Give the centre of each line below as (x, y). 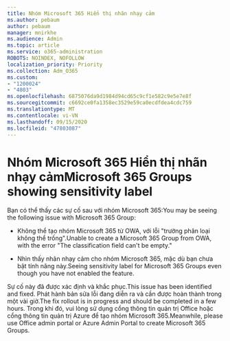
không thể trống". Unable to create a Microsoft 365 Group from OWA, (114, 238)
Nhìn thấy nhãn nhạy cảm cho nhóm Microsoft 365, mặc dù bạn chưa (115, 259)
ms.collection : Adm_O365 (43, 71)
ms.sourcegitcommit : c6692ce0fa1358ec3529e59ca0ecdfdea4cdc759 (100, 103)
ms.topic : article (33, 45)
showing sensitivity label (80, 191)
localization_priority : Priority (55, 64)
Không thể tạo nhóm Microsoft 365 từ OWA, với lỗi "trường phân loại (114, 231)
